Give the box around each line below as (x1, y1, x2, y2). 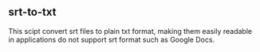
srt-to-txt (8, 6, 57, 19)
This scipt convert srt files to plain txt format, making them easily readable (8, 26, 253, 35)
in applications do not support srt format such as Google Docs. (8, 35, 215, 44)
